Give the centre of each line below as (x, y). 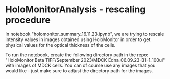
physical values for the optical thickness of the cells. (60, 45)
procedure (28, 20)
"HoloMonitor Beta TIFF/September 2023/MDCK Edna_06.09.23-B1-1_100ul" (85, 60)
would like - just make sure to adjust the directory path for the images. (79, 71)
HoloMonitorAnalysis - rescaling (76, 9)
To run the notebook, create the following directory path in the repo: (77, 55)
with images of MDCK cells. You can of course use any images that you (80, 65)
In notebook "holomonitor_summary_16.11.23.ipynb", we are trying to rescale (85, 34)
